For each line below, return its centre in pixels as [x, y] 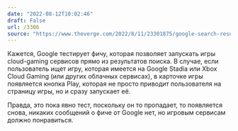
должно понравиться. [40, 120]
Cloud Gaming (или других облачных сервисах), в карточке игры [105, 76]
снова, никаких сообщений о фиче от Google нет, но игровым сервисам [117, 113]
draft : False [27, 21]
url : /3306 [23, 27]
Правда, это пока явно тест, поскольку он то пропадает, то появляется [115, 105]
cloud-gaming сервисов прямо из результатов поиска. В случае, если [113, 62]
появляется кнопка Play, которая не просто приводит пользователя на [114, 84]
